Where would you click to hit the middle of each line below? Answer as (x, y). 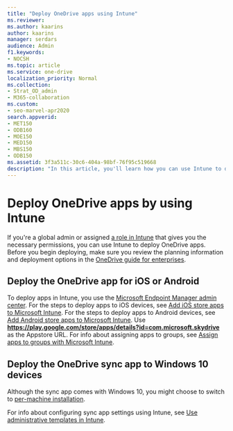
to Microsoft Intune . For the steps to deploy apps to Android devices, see (112, 313)
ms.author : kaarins (35, 26)
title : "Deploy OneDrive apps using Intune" (72, 14)
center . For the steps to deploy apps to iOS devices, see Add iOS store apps (115, 305)
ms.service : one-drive (40, 72)
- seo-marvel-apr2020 (38, 111)
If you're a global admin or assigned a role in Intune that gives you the (107, 237)
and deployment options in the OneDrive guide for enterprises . (96, 259)
